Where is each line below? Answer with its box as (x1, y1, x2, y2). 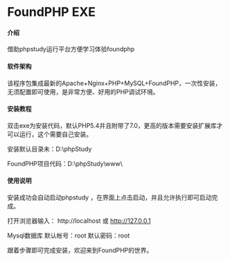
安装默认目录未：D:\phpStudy (7, 145, 92, 153)
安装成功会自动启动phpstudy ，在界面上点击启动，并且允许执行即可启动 (7, 193, 213, 201)
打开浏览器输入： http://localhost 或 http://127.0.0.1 (7, 217, 151, 225)
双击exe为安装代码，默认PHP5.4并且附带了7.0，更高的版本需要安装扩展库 (7, 121, 217, 129)
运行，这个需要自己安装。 (19, 129, 92, 138)
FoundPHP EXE (7, 4, 96, 20)
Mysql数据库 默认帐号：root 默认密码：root (7, 231, 130, 240)
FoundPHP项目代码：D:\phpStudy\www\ (7, 159, 123, 168)
